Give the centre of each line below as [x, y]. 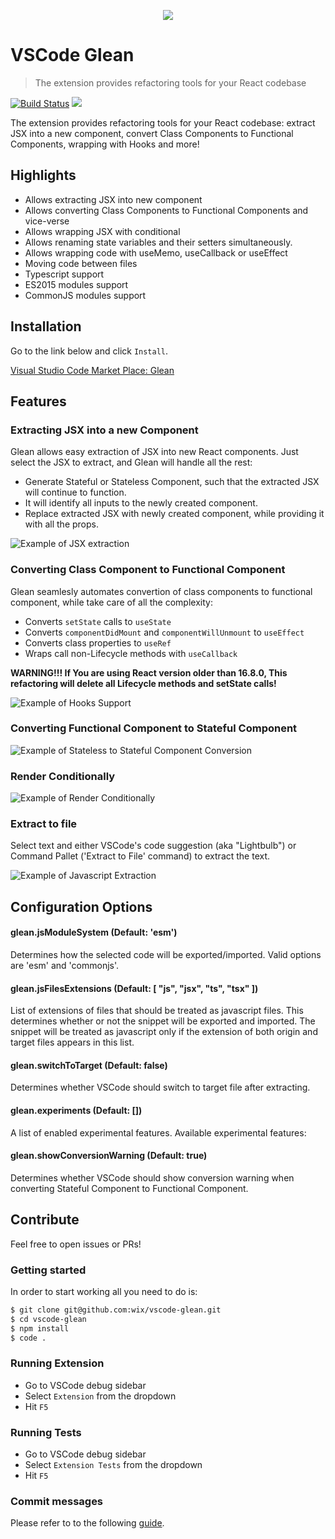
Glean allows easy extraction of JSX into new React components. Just [154, 452]
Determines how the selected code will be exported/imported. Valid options [166, 955]
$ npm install [40, 1328]
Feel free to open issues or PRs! [76, 1244]
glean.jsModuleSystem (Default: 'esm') [94, 932]
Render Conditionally [63, 776]
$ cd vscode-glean [48, 1319]
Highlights [43, 175]
